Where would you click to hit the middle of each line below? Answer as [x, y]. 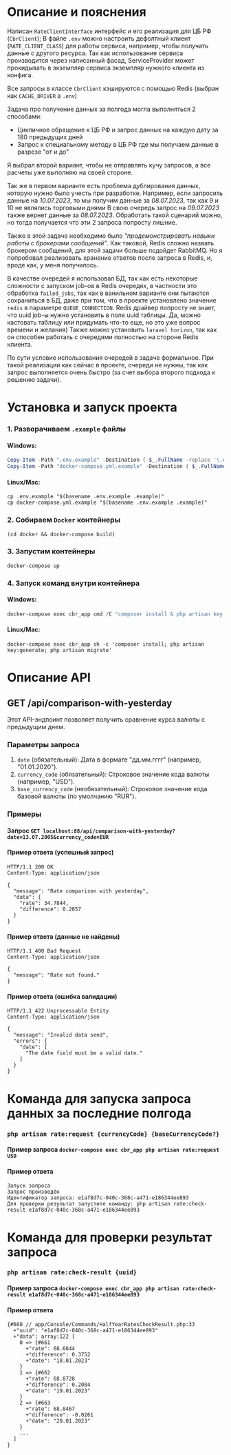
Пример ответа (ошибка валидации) [62, 996]
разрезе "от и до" [43, 152]
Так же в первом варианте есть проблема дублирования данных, [104, 185]
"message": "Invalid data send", [61, 1035]
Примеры [24, 814]
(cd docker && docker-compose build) [61, 534]
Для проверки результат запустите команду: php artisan [89, 1204]
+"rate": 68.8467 [50, 1409]
